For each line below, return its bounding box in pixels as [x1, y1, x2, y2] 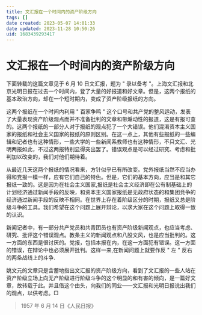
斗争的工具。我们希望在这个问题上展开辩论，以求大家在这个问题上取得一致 [11, 204, 196, 211]
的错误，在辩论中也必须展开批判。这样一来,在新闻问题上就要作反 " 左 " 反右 [6, 246, 192, 254]
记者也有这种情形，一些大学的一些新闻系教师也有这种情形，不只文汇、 [16, 138, 191, 145]
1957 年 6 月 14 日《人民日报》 [20, 302, 97, 310]
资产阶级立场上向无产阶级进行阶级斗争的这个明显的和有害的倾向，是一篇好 [6, 275, 191, 282]
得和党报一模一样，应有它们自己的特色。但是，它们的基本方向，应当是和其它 [6, 173, 196, 181]
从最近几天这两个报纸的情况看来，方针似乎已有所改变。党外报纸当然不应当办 [6, 166, 196, 173]
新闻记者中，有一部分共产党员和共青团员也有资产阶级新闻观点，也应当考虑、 [6, 224, 196, 231]
